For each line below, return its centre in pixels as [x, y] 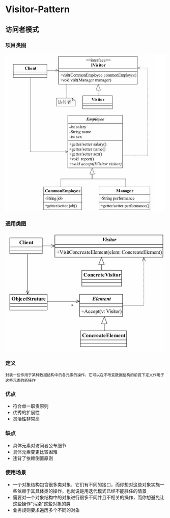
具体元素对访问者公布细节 [39, 445]
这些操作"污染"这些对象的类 [41, 503]
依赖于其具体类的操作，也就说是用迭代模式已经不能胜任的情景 [82, 491]
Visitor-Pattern [38, 9]
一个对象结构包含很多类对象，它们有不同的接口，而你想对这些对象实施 [86, 484]
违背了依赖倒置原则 [33, 458]
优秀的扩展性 [26, 413]
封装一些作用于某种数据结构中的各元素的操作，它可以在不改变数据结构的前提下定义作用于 [85, 375]
